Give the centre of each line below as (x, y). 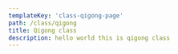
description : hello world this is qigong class (89, 38)
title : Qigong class (43, 30)
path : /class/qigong (43, 23)
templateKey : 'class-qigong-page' (66, 15)
